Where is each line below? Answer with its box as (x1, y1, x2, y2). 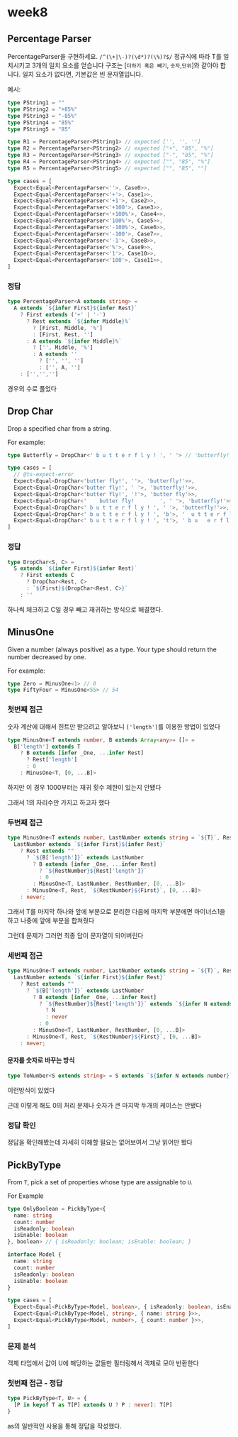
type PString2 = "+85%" (7, 106, 78, 113)
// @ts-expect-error (13, 471, 74, 478)
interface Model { (7, 1251, 62, 1258)
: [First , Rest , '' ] (33, 331, 93, 338)
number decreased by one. (7, 652, 86, 661)
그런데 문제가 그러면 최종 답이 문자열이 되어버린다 (7, 931, 144, 940)
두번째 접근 (7, 817, 43, 827)
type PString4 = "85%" (7, 119, 74, 126)
